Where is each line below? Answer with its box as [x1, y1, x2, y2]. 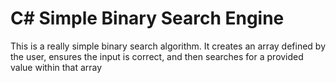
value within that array [10, 61, 103, 73]
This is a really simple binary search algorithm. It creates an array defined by [10, 40, 327, 52]
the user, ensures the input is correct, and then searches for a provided [10, 50, 304, 62]
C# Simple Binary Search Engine [10, 7, 285, 30]
